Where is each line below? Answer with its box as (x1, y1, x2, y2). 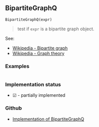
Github (5, 105, 22, 112)
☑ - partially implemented (12, 92, 66, 98)
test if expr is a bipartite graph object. (17, 26, 95, 32)
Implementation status (5, 81, 61, 88)
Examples (5, 63, 30, 69)
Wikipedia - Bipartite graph (12, 45, 68, 51)
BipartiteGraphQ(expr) (5, 17, 52, 22)
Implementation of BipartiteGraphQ (12, 116, 85, 122)
